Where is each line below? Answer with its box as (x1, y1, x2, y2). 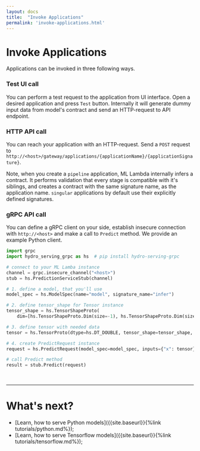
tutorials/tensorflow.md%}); (14, 438, 83, 445)
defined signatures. (6, 195, 54, 202)
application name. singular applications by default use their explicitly (6, 189, 176, 196)
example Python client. (6, 236, 62, 244)
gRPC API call (6, 210, 46, 218)
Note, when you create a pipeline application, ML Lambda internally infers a (6, 170, 193, 177)
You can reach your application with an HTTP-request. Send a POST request (6, 140, 190, 148)
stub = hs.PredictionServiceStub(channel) (6, 275, 113, 281)
